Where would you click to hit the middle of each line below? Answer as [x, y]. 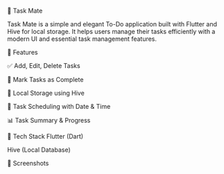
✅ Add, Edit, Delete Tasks [44, 66]
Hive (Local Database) [39, 150]
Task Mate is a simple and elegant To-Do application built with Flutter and [112, 24]
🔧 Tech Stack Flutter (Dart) [45, 136]
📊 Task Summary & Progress [49, 120]
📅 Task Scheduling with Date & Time [59, 106]
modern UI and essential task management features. [82, 39]
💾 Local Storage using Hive [46, 93]
